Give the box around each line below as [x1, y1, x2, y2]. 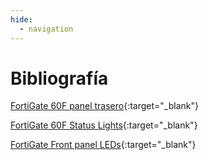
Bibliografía [10, 67, 109, 90]
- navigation [19, 24, 74, 34]
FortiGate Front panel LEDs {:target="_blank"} [10, 139, 197, 151]
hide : [10, 14, 33, 25]
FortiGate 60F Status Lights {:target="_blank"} [10, 119, 198, 131]
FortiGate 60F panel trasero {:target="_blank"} [10, 100, 199, 112]
